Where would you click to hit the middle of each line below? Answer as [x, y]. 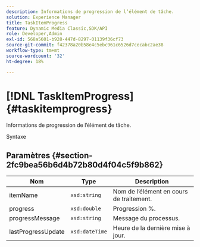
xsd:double [86, 209]
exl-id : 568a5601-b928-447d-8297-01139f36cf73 [65, 39]
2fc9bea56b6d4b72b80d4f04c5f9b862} [85, 165]
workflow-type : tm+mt [33, 51]
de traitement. [132, 199]
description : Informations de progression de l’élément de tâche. [90, 12]
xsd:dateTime [89, 232]
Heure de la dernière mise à [151, 228]
